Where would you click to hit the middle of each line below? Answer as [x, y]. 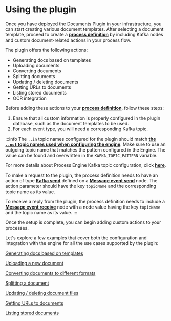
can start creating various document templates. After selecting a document [84, 29]
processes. [17, 228]
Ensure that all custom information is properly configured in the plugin [86, 118]
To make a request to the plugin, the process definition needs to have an [82, 175]
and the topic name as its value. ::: [41, 212]
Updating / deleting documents [45, 82]
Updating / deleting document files [42, 293]
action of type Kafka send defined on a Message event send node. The [81, 180]
